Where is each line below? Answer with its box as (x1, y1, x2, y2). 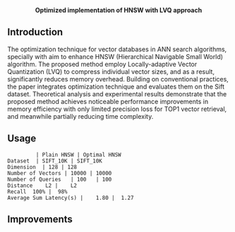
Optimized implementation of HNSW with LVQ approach (35, 6, 203, 14)
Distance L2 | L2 (7, 182, 78, 189)
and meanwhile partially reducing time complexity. (7, 112, 154, 120)
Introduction (7, 26, 64, 38)
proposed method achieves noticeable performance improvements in (7, 97, 209, 105)
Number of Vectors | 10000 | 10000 (7, 169, 112, 176)
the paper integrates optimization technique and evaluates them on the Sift (7, 82, 224, 91)
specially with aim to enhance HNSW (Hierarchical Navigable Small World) (7, 52, 224, 60)
